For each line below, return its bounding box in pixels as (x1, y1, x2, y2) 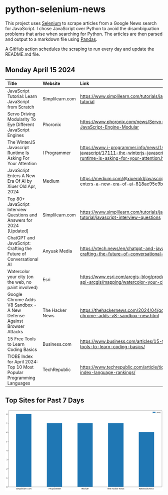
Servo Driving (7, 110, 36, 116)
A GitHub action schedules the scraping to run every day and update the (5, 46, 154, 52)
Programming (7, 375, 35, 381)
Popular (7, 369, 23, 375)
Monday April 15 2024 (5, 66, 75, 74)
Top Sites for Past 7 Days (5, 396, 84, 405)
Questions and (7, 212, 37, 218)
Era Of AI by (7, 178, 32, 184)
